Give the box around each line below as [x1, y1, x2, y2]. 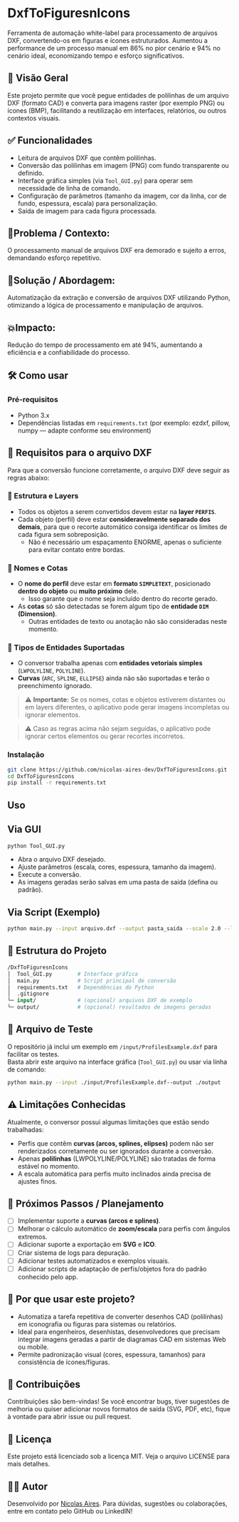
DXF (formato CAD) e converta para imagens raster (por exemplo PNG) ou [7, 99, 225, 107]
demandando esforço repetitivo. [7, 253, 102, 262]
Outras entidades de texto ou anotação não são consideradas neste [28, 618, 228, 626]
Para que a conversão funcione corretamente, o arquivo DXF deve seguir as [7, 465, 230, 474]
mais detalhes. [7, 1460, 51, 1468]
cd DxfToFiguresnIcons [7, 772, 75, 780]
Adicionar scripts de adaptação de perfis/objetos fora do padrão [17, 1264, 207, 1273]
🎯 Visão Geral [7, 72, 69, 84]
